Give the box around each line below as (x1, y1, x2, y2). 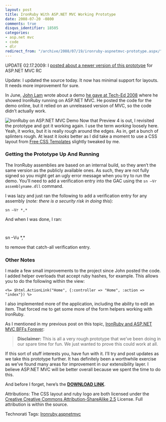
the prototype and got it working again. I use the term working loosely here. (5, 122, 159, 129)
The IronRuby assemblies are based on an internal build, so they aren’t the (5, 162, 157, 168)
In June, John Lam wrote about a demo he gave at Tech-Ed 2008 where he (5, 92, 158, 98)
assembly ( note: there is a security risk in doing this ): (5, 198, 114, 204)
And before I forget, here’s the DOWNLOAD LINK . (5, 381, 106, 387)
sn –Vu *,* (5, 234, 26, 240)
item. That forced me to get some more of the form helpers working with (5, 306, 153, 312)
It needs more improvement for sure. (5, 82, 80, 88)
